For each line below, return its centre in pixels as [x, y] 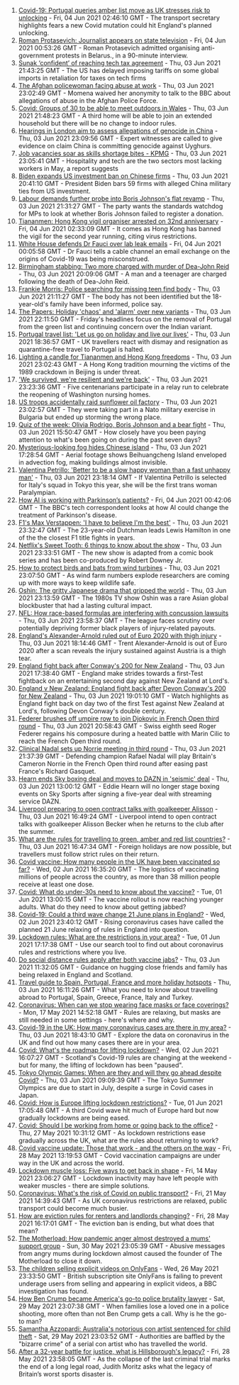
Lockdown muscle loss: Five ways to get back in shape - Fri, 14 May [118, 1170]
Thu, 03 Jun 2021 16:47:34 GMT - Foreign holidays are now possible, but [125, 846]
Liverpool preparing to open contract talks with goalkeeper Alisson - [118, 809]
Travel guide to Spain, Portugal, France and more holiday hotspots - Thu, [124, 982]
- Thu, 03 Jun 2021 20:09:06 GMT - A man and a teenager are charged [122, 274]
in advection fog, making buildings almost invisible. [93, 462]
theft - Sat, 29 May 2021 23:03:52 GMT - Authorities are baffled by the [122, 1336]
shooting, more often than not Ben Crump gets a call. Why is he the [116, 1314]
